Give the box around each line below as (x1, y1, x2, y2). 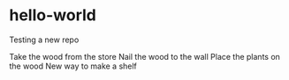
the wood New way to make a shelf (9, 61, 137, 71)
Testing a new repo (9, 34, 80, 45)
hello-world (9, 5, 97, 25)
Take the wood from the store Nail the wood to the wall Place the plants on (9, 51, 281, 62)
